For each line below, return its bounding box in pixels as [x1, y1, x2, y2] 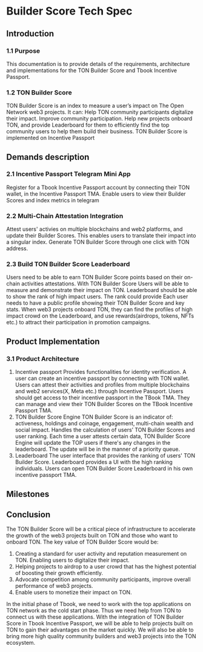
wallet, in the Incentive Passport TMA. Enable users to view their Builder [6, 190, 186, 198]
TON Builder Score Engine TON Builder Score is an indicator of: [15, 413, 173, 421]
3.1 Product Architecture [6, 354, 80, 363]
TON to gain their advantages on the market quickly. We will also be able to [6, 626, 194, 634]
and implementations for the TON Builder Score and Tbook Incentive [6, 67, 178, 74]
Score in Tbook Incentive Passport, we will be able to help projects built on [6, 620, 193, 627]
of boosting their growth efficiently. [15, 570, 103, 577]
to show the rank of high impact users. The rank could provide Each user [6, 293, 188, 301]
